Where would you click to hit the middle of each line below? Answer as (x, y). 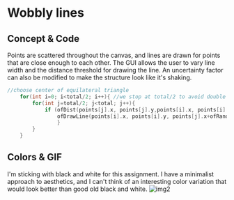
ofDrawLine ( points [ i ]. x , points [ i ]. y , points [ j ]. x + (133, 116)
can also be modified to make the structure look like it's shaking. (100, 77)
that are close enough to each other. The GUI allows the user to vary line (111, 63)
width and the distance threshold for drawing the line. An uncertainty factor (115, 70)
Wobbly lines (46, 13)
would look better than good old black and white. (77, 189)
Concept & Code (44, 39)
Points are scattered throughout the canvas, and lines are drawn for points (114, 55)
